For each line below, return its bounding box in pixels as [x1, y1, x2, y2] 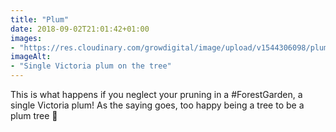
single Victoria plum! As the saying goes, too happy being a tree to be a [10, 99, 305, 111]
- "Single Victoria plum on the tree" [10, 61, 172, 71]
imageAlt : [10, 52, 52, 62]
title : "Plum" [10, 14, 70, 25]
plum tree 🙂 [10, 110, 58, 121]
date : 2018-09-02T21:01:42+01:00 [10, 24, 150, 34]
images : [10, 33, 43, 43]
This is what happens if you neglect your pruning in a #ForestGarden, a [10, 89, 303, 100]
